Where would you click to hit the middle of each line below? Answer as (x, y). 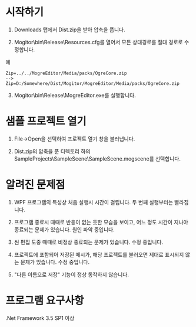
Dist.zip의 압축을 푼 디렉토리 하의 (52, 151)
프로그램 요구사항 (45, 300)
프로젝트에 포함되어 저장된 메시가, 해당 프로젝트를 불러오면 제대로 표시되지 (99, 254)
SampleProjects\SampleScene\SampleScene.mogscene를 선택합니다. (97, 158)
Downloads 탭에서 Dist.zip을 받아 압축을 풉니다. (69, 30)
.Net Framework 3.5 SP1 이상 (40, 318)
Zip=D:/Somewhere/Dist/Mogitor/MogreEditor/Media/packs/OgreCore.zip (93, 83)
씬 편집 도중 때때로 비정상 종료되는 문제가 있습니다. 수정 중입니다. (88, 242)
